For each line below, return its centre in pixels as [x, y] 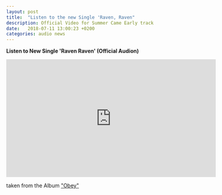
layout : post [22, 12]
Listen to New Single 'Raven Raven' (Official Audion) [73, 51]
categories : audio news [36, 34]
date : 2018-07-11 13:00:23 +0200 [51, 28]
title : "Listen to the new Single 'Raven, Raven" [71, 17]
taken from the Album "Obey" [43, 185]
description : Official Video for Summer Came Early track [80, 23]
